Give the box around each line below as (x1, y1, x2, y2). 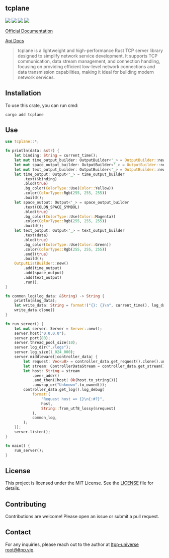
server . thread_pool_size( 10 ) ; (14, 340, 78, 345)
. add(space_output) (23, 270, 64, 276)
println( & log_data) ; (14, 298, 57, 303)
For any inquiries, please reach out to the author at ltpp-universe (5, 541, 139, 547)
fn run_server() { (5, 321, 44, 326)
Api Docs (5, 37, 24, 43)
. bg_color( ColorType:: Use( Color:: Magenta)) (23, 214, 116, 219)
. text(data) (23, 233, 49, 238)
